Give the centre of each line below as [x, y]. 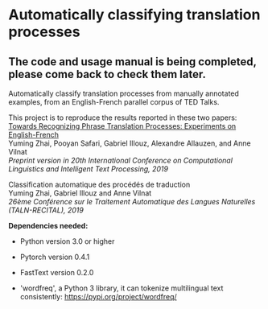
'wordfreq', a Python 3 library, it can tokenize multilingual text [122, 288]
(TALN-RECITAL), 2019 [46, 210]
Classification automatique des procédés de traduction [99, 184]
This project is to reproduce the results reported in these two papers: [123, 117]
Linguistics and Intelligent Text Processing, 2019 [89, 169]
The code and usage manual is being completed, [132, 62]
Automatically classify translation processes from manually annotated [124, 93]
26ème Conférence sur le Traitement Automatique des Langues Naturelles [132, 202]
